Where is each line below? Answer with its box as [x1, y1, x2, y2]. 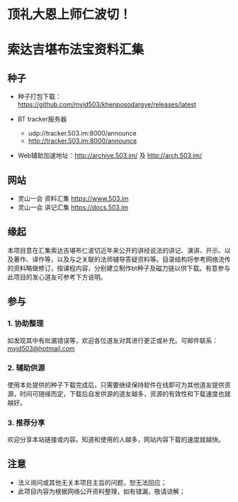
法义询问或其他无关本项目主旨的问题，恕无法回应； [17, 478, 167, 486]
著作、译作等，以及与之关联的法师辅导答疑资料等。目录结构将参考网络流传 [13, 255, 231, 263]
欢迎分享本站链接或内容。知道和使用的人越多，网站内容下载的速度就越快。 [7, 435, 225, 444]
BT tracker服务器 [17, 115, 67, 124]
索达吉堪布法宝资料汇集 [7, 42, 144, 58]
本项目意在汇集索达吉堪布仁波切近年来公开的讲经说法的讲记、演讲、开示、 [7, 246, 225, 254]
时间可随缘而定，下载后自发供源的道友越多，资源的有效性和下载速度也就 [19, 389, 231, 398]
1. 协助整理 [7, 319, 44, 329]
